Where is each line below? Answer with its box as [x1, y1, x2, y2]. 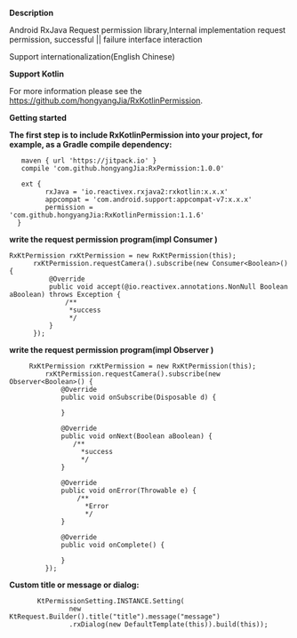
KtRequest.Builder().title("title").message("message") [9, 612, 221, 621]
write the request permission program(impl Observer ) [9, 345, 214, 355]
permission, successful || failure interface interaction [9, 35, 203, 44]
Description [9, 8, 54, 18]
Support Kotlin [9, 68, 65, 79]
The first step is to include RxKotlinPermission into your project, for [9, 130, 263, 140]
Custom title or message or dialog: [9, 579, 140, 590]
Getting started [9, 113, 67, 123]
